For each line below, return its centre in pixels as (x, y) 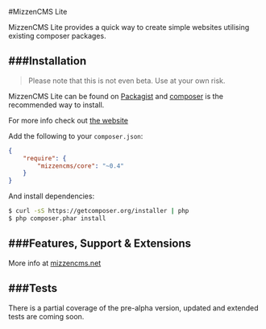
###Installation (48, 61)
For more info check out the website (69, 120)
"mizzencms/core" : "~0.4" (81, 166)
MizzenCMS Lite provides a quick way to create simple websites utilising (129, 27)
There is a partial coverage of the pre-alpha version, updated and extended (134, 308)
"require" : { (45, 158)
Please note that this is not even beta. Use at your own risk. (127, 81)
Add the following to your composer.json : (76, 135)
